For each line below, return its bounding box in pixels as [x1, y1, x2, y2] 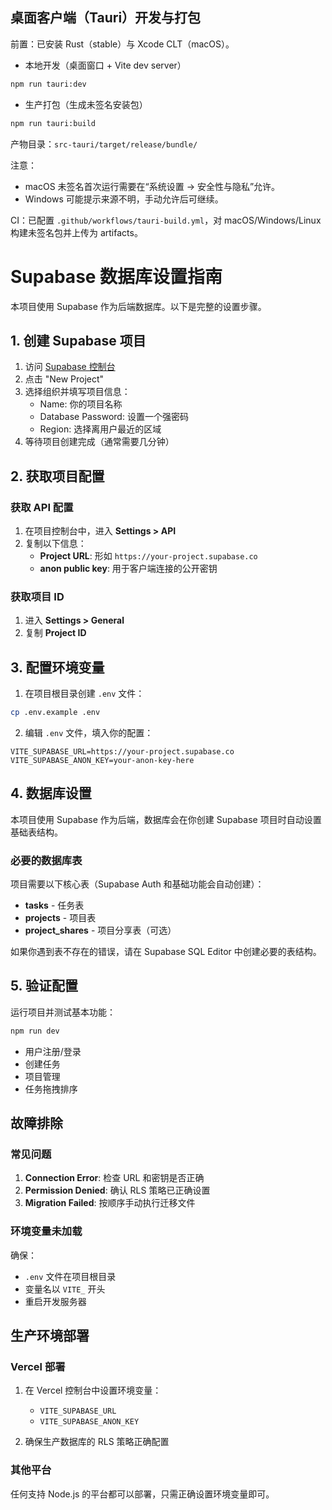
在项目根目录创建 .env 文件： [24, 688, 145, 700]
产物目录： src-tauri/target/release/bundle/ [10, 138, 198, 150]
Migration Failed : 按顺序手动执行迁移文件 [24, 1197, 196, 1209]
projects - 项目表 [24, 912, 97, 924]
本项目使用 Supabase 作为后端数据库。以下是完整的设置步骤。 [10, 300, 267, 312]
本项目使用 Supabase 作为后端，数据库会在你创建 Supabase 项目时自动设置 [10, 813, 322, 825]
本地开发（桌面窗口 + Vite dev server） [24, 59, 187, 71]
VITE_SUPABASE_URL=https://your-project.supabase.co [10, 746, 235, 757]
